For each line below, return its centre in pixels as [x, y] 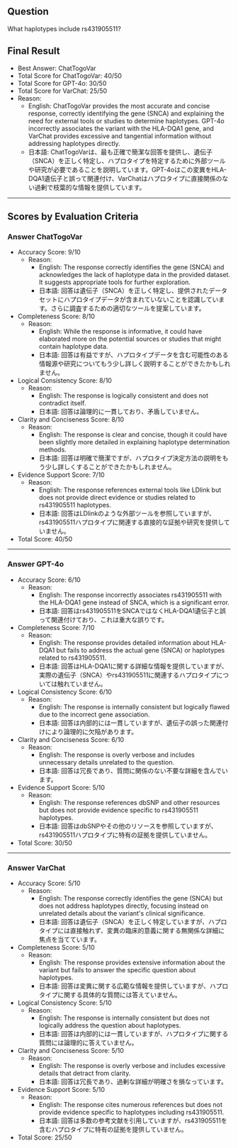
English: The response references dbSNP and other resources [129, 802]
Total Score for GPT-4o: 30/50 [62, 83]
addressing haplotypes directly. [74, 143]
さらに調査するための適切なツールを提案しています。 [128, 308]
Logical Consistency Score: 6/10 [64, 692]
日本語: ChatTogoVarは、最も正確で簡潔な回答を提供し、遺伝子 [120, 152]
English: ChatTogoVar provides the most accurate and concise [119, 106]
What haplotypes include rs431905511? [64, 28]
